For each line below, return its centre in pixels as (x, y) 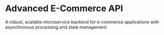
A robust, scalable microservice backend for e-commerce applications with (82, 22)
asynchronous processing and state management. (56, 27)
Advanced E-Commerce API (64, 9)
